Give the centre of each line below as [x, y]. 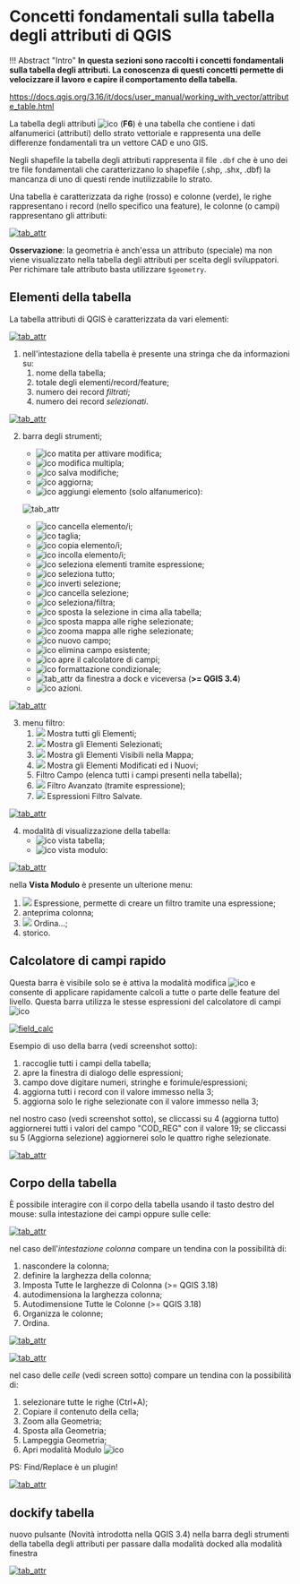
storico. [36, 933]
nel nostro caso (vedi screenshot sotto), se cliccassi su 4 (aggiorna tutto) [144, 1118]
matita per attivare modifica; [110, 453]
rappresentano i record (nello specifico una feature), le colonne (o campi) [145, 206]
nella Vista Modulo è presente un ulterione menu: [101, 884]
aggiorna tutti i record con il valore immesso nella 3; [118, 1091]
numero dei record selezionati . [92, 401]
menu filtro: [43, 722]
